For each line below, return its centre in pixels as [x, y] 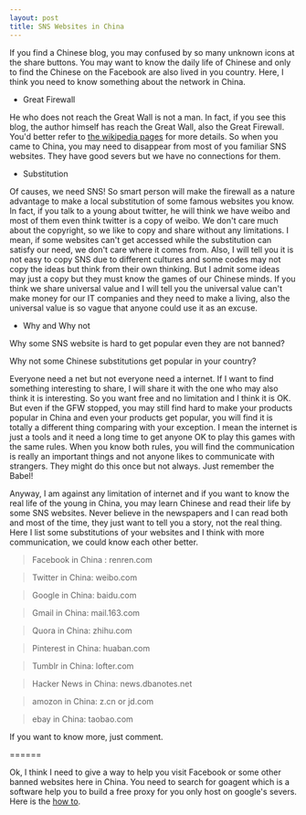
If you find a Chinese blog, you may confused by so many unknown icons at [152, 52]
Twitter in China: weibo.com [84, 577]
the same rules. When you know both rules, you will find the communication [152, 446]
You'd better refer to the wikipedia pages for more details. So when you [144, 136]
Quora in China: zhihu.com [82, 630]
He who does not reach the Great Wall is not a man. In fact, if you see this [148, 117]
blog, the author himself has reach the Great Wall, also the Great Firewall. [147, 127]
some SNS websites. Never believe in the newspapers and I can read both [149, 513]
